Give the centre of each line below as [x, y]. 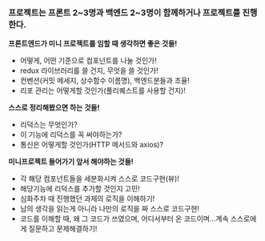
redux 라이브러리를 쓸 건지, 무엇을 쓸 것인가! [89, 70]
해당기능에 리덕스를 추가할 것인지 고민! [80, 189]
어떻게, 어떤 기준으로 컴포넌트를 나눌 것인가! [88, 61]
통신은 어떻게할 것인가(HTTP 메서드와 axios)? [92, 145]
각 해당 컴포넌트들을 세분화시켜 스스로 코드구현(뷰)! [100, 179]
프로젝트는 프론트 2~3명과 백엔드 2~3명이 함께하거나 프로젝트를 [124, 12]
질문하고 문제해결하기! [63, 229]
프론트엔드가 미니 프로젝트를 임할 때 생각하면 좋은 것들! [93, 44]
